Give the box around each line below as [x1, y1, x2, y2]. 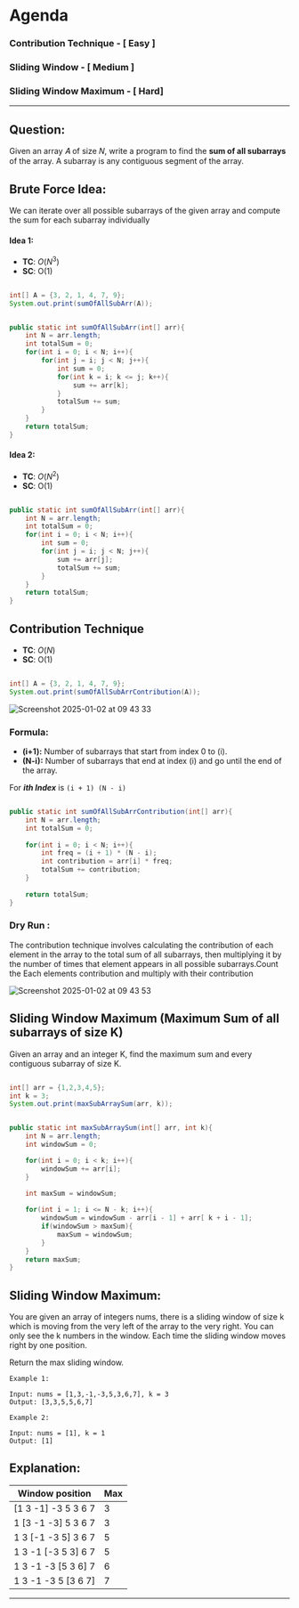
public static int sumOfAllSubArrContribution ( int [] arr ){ [9, 808, 233, 816]
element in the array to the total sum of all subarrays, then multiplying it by [9, 949, 282, 960]
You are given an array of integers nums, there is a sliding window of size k [9, 1312, 285, 1322]
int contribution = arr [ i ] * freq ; [41, 857, 174, 866]
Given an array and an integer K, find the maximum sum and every [9, 1048, 252, 1060]
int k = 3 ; [9, 1092, 50, 1100]
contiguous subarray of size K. [9, 1058, 122, 1068]
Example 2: [9, 1413, 50, 1423]
